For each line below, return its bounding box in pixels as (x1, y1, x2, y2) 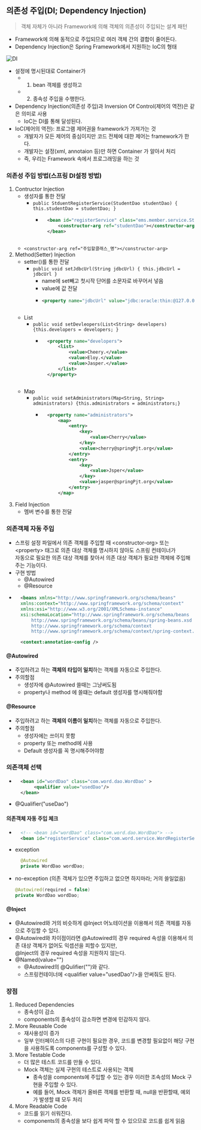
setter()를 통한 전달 (23, 258, 70, 265)
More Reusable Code (14, 1023, 67, 1030)
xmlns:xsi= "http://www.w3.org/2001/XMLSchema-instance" (20, 606, 163, 612)
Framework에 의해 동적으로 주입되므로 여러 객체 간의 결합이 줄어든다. (14, 35, 177, 43)
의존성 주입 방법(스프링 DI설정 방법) (6, 171, 102, 180)
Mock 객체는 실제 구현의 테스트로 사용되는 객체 (23, 1066, 133, 1073)
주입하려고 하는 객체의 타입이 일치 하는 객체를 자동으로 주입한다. (14, 666, 162, 673)
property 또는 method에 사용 (23, 739, 93, 746)
